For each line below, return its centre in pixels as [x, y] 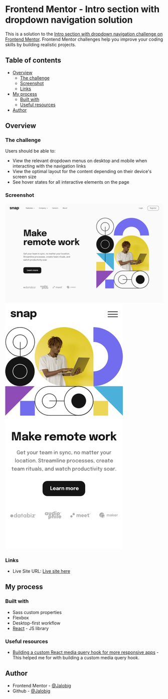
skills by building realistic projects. [41, 44]
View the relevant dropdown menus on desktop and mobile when [79, 161]
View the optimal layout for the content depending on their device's [82, 172]
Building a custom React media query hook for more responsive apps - [86, 652]
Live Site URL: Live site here [41, 571]
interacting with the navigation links [49, 166]
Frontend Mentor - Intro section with [82, 9]
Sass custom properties [37, 612]
